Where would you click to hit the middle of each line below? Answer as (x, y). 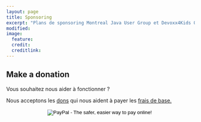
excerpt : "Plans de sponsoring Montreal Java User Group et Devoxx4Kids (99, 23)
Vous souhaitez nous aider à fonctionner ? (58, 89)
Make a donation (38, 75)
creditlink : (27, 51)
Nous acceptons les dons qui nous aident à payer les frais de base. (89, 100)
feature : (22, 39)
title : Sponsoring (29, 17)
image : (14, 34)
